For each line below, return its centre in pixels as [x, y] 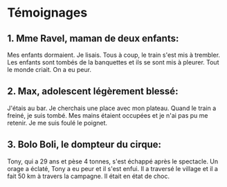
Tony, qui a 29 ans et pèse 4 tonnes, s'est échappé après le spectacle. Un [113, 161]
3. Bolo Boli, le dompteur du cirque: [84, 144]
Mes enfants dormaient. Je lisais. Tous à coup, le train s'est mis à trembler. [113, 55]
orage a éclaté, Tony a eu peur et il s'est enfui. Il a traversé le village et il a [112, 168]
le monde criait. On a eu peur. [49, 70]
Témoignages [47, 13]
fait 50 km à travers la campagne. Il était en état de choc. [88, 176]
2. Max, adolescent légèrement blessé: [93, 91]
